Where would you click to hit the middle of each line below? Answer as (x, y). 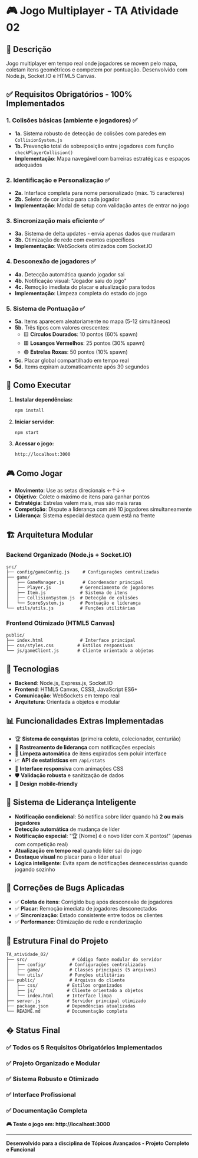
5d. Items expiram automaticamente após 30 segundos (82, 367)
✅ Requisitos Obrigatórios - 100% (69, 94)
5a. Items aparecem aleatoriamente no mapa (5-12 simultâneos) (93, 321)
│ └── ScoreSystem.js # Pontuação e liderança (74, 603)
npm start (27, 432)
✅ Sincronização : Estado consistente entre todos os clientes (89, 915)
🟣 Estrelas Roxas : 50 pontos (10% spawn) (75, 352)
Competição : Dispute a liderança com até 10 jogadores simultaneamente (103, 509)
